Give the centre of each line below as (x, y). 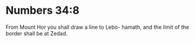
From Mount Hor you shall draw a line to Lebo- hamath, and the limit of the (97, 27)
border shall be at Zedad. (37, 33)
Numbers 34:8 (42, 10)
